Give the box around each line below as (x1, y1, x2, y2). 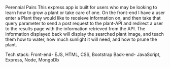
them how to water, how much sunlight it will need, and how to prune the (5, 36, 157, 42)
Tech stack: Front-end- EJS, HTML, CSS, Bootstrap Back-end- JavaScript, (5, 51, 161, 57)
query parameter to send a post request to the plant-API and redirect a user (5, 20, 163, 26)
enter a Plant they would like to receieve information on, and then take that (5, 15, 161, 21)
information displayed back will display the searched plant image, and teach (5, 31, 164, 37)
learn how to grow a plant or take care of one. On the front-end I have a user (5, 10, 165, 16)
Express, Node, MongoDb (5, 57, 59, 62)
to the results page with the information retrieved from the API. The (5, 26, 146, 32)
